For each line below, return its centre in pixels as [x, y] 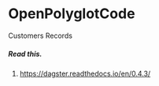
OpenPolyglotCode [72, 14]
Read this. [25, 54]
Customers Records [41, 36]
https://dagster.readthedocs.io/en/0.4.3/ [85, 73]
